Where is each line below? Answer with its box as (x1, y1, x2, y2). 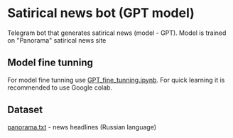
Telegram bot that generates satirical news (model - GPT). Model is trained (7, 28, 227, 37)
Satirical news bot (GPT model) (7, 5, 195, 21)
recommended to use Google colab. (7, 83, 112, 92)
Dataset (7, 104, 43, 116)
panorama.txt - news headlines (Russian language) (7, 122, 157, 131)
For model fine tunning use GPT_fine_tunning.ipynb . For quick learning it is (7, 75, 225, 84)
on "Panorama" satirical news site (7, 36, 107, 44)
